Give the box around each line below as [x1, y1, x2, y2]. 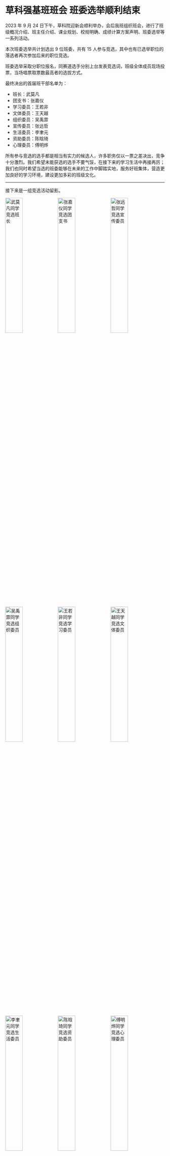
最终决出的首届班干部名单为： [5, 80, 67, 86]
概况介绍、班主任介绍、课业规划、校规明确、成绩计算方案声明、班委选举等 [9, 28, 165, 35]
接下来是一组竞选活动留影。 [5, 187, 63, 193]
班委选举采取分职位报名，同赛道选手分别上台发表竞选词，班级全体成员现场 [5, 63, 160, 69]
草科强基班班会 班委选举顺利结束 [5, 5, 141, 16]
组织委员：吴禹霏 [12, 116, 49, 123]
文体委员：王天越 [12, 110, 49, 116]
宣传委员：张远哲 [12, 123, 49, 129]
